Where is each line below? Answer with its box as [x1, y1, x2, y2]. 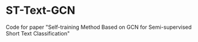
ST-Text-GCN [5, 4, 76, 17]
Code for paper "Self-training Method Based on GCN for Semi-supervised [5, 23, 192, 31]
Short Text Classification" [5, 29, 70, 37]
